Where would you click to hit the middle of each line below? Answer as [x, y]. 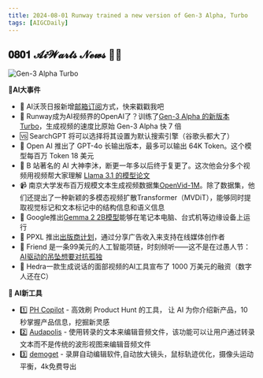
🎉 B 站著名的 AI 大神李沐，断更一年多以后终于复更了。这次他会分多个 [131, 165]
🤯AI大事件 [24, 90]
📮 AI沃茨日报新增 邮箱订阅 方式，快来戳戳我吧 [92, 106]
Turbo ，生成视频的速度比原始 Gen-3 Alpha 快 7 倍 [100, 126]
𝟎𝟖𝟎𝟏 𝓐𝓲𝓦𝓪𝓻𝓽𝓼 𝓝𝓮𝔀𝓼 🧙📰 [65, 55]
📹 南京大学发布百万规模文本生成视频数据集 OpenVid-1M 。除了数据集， [133, 185]
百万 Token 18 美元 [64, 156]
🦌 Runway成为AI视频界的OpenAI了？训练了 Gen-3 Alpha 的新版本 [124, 117]
